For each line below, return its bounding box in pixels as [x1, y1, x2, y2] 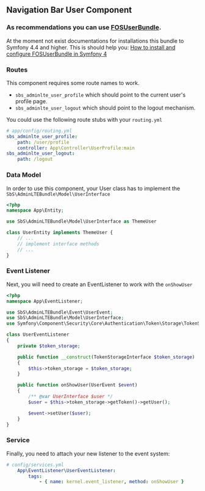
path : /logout [17, 156, 53, 163]
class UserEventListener [6, 331, 70, 338]
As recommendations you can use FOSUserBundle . [6, 23, 162, 32]
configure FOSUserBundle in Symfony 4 [6, 50, 107, 57]
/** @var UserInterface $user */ [28, 394, 113, 400]
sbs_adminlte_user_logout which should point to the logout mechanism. [15, 104, 196, 111]
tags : [28, 473, 43, 479]
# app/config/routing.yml [6, 128, 72, 134]
